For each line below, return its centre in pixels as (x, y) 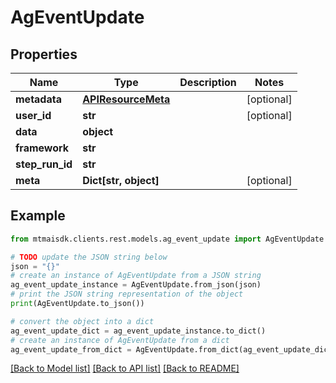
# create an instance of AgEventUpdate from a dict (120, 340)
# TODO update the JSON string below (89, 257)
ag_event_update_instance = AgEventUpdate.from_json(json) (136, 285)
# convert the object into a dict (82, 321)
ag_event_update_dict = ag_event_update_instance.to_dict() (138, 331)
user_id (33, 115)
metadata (38, 99)
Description (208, 82)
